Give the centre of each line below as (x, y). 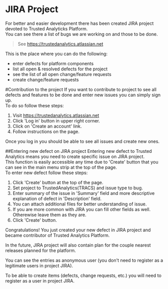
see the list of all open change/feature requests (62, 74)
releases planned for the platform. (41, 250)
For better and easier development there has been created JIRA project (79, 23)
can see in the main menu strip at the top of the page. (61, 167)
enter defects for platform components (53, 63)
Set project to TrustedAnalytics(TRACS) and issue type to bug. (78, 188)
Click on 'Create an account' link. (47, 126)
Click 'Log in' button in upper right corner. (56, 120)
